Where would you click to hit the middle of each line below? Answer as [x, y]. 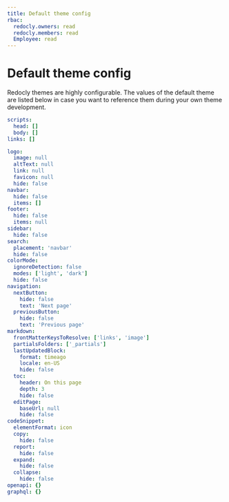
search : [18, 241]
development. [27, 107]
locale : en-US [40, 363]
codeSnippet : [26, 421]
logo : [15, 152]
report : [24, 447]
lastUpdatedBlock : [40, 350]
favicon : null [33, 177]
